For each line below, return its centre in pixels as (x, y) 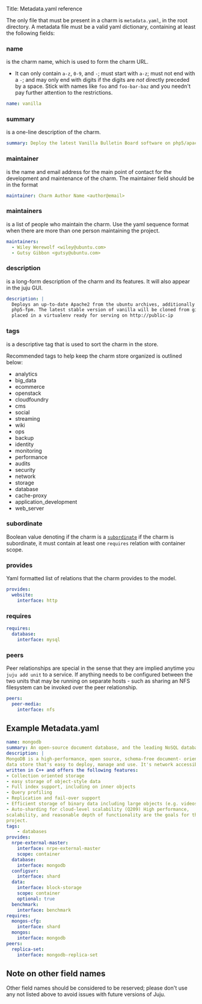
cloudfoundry (32, 399)
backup (24, 438)
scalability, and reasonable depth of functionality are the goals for (98, 815)
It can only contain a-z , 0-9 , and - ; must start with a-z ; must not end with (105, 73)
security (25, 469)
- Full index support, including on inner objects (71, 787)
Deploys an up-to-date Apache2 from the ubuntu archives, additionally (103, 304)
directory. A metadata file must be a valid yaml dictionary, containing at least (101, 27)
